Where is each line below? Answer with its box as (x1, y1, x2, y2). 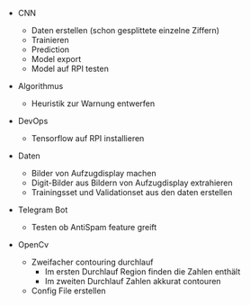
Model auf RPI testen (31, 63, 110, 74)
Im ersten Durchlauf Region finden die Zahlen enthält (44, 266, 241, 277)
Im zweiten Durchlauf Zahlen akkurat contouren (44, 276, 222, 286)
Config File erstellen (31, 285, 106, 296)
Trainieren (31, 35, 69, 45)
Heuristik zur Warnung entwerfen (31, 98, 156, 109)
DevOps (17, 116, 49, 126)
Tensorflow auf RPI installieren (31, 133, 145, 143)
